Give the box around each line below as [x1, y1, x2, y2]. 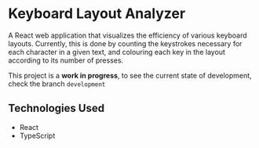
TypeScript [19, 131, 56, 140]
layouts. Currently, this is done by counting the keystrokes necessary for [8, 38, 243, 48]
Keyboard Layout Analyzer [8, 5, 186, 23]
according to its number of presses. [8, 56, 124, 65]
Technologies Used [8, 102, 104, 115]
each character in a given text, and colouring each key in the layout [8, 47, 226, 56]
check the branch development [8, 79, 106, 88]
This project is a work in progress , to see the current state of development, [8, 70, 253, 80]
